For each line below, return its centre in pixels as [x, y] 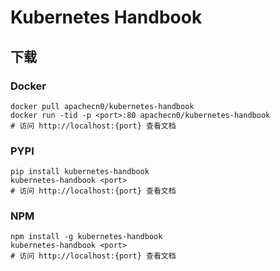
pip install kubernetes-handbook [80, 172]
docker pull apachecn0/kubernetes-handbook [102, 106]
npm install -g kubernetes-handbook [86, 237]
